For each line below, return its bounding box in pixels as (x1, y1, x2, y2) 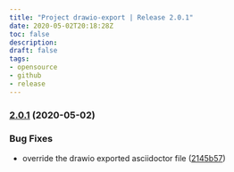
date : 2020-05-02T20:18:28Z (9, 21, 114, 30)
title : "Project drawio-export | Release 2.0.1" (9, 12, 194, 22)
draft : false (9, 46, 58, 55)
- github (9, 71, 42, 80)
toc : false (9, 29, 50, 38)
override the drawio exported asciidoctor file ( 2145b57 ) (21, 152, 226, 163)
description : (9, 37, 58, 47)
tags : (9, 54, 29, 63)
